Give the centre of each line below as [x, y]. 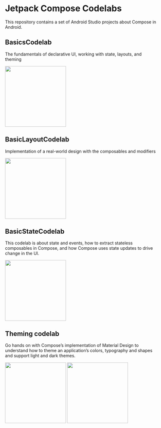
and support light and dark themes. [40, 356]
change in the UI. [22, 254]
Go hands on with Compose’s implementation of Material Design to [72, 345]
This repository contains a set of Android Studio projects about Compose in [81, 22]
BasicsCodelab [28, 43]
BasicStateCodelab [35, 231]
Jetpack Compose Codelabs [63, 9]
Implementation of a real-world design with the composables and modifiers [80, 151]
